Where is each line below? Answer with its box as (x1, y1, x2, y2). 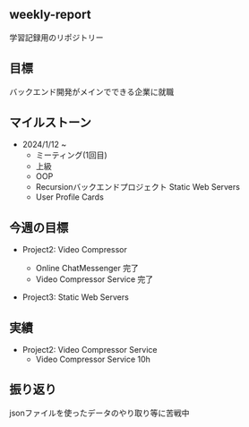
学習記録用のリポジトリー (9, 31, 104, 43)
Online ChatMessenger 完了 (35, 263, 139, 274)
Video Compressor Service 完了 (35, 274, 154, 285)
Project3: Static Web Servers (21, 292, 130, 303)
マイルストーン (9, 115, 91, 131)
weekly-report (9, 7, 91, 22)
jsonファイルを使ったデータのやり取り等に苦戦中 (9, 407, 190, 418)
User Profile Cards (35, 192, 105, 202)
